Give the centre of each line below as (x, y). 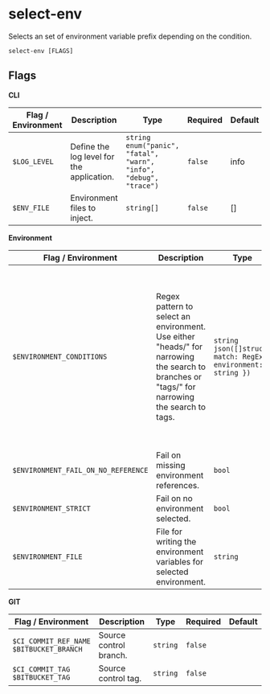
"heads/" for (180, 347)
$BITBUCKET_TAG (41, 677)
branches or (179, 376)
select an (174, 316)
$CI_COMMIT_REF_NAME (51, 641)
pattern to (175, 306)
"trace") (142, 185)
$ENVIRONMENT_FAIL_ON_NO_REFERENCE (80, 470)
